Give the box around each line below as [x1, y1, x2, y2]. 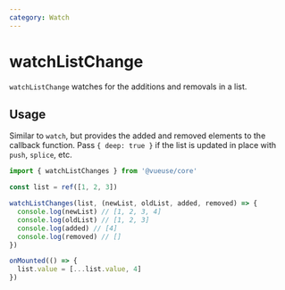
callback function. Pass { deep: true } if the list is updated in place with [9, 140, 277, 151]
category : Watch [9, 12, 70, 22]
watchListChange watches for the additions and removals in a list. [9, 81, 247, 92]
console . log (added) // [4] [17, 224, 118, 233]
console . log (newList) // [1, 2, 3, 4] [17, 207, 163, 216]
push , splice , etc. [9, 149, 73, 161]
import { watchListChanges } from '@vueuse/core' [9, 167, 198, 176]
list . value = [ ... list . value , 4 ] [17, 265, 142, 274]
